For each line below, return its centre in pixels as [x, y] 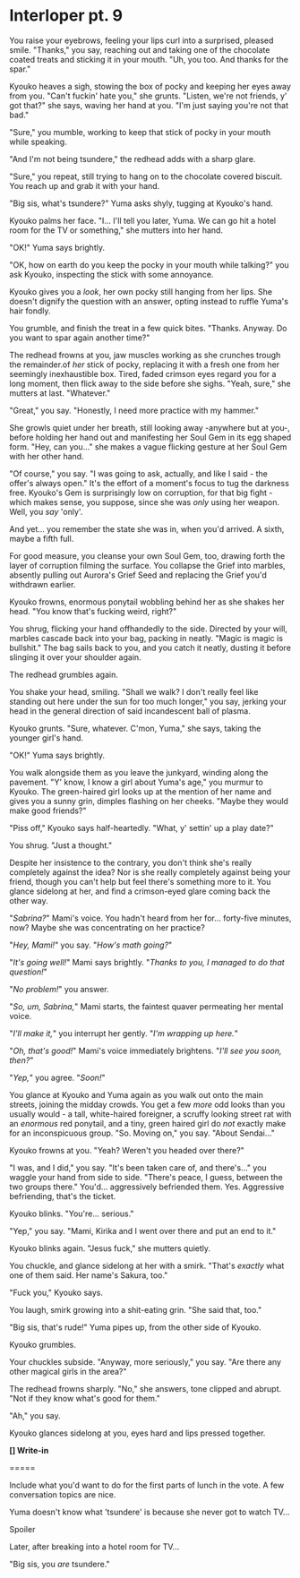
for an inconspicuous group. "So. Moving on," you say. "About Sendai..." [142, 1133]
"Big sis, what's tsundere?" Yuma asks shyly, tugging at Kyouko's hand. [141, 203]
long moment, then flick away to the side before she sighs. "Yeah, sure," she [150, 383]
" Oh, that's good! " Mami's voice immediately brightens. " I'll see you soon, [146, 1051]
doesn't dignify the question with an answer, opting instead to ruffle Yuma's [149, 301]
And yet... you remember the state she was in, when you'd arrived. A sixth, [147, 528]
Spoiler [22, 1529]
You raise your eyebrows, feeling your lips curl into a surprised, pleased [141, 40]
